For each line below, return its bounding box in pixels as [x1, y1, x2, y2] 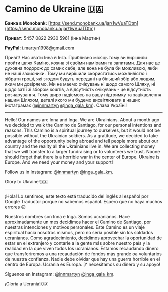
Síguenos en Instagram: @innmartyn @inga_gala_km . [5, 271, 115, 277]
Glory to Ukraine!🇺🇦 [5, 178, 48, 184]
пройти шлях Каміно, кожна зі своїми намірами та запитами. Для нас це [5, 60, 160, 66]
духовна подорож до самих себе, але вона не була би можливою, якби [5, 65, 158, 71]
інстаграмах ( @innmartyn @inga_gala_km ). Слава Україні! [5, 102, 127, 108]
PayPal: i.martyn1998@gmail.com [5, 45, 75, 51]
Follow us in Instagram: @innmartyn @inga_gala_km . [5, 169, 114, 175]
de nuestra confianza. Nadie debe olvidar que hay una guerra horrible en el [5, 256, 160, 262]
